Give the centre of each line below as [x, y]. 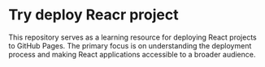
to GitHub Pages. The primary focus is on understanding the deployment [130, 45]
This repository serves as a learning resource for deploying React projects [133, 37]
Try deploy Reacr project [93, 15]
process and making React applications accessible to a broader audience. [132, 54]
